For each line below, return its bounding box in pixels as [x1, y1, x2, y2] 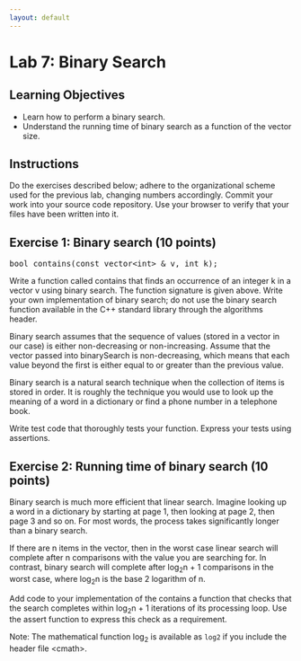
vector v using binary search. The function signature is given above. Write [9, 285, 283, 296]
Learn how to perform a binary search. [22, 111, 166, 122]
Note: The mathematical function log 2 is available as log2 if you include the [9, 631, 288, 645]
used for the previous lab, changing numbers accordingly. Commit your [9, 189, 273, 200]
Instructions [9, 156, 79, 172]
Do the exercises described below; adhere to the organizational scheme [9, 181, 276, 191]
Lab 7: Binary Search [9, 51, 166, 72]
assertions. [9, 433, 51, 444]
